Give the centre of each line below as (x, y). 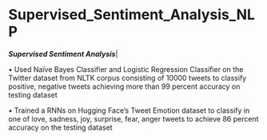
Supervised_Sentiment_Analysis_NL (132, 15)
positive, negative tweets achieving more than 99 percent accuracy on (124, 86)
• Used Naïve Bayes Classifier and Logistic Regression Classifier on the (126, 69)
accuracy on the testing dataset (61, 127)
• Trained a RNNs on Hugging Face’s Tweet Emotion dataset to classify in (129, 110)
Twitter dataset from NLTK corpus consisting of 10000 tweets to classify (128, 78)
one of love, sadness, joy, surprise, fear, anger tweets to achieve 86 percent (133, 118)
